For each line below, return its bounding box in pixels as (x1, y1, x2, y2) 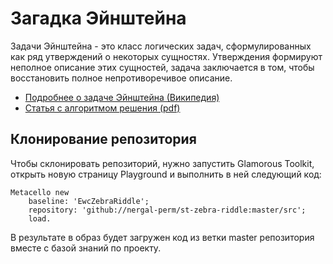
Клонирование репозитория (10, 131, 197, 148)
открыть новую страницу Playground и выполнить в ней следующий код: (10, 168, 322, 180)
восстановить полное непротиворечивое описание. (10, 72, 233, 84)
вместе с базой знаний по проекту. (10, 242, 162, 254)
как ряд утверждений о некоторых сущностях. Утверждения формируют (10, 50, 323, 62)
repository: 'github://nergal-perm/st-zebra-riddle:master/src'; (28, 205, 307, 215)
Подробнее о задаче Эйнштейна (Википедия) (24, 91, 220, 103)
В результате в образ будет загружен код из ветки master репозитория (10, 231, 315, 243)
